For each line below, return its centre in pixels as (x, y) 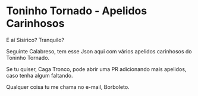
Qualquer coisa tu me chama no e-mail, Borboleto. (68, 87)
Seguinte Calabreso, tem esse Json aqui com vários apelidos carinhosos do (99, 51)
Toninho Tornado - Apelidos (77, 11)
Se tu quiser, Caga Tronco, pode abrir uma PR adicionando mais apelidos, (96, 69)
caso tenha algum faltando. (40, 75)
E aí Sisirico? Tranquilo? (35, 40)
